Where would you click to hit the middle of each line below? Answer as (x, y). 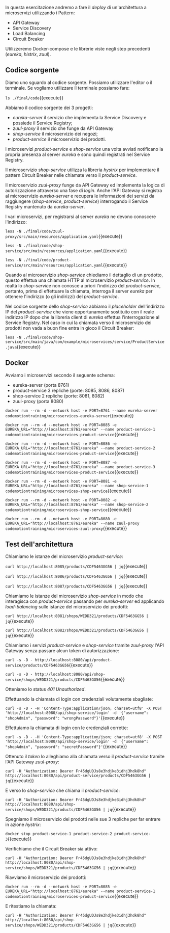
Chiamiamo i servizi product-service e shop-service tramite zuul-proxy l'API (84, 645)
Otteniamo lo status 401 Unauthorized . (46, 689)
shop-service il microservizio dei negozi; (55, 134)
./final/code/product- (47, 260)
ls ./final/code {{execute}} (35, 98)
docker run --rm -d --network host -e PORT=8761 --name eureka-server (81, 410)
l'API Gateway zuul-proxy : (32, 762)
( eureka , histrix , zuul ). (28, 54)
